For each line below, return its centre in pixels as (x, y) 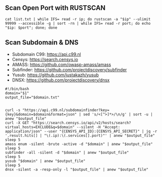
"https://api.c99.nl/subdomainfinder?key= (66, 110)
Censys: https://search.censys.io (45, 59)
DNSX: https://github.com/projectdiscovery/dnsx (61, 80)
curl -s (13, 110)
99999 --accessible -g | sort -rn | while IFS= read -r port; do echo (78, 23)
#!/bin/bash (17, 89)
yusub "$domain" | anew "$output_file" (45, 161)
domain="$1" (17, 93)
